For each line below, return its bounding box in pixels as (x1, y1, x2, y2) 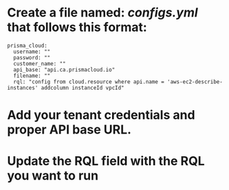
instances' (7, 84, 39, 91)
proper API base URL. (7, 122, 132, 138)
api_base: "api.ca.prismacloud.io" (13, 66, 116, 73)
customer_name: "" (13, 60, 67, 67)
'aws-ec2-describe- (167, 78, 223, 85)
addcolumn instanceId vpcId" (41, 84, 125, 91)
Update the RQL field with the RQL (7, 154, 205, 169)
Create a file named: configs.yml (7, 5, 198, 21)
